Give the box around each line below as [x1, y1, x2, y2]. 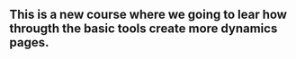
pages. [9, 35, 49, 50]
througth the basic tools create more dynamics [9, 21, 278, 37]
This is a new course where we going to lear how [9, 7, 288, 22]
